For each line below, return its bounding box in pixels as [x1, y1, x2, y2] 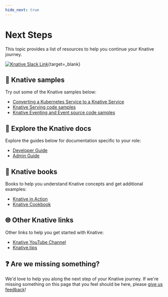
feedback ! [5, 286, 26, 292]
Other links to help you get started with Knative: [5, 229, 104, 235]
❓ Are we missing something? [5, 260, 100, 268]
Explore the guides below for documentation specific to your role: [5, 137, 141, 144]
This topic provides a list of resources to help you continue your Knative [5, 46, 154, 52]
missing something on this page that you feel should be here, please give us [5, 281, 163, 287]
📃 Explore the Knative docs [5, 124, 92, 133]
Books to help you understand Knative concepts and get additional [5, 181, 143, 187]
